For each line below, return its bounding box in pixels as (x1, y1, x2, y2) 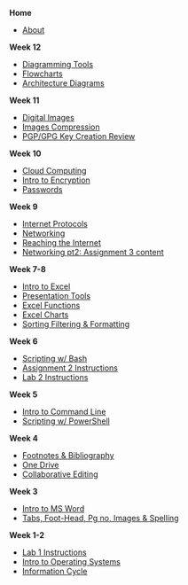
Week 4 (9, 433, 38, 443)
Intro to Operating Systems (21, 557, 121, 566)
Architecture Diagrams (21, 78, 105, 88)
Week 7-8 (9, 264, 46, 274)
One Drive (21, 460, 59, 470)
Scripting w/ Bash (21, 354, 88, 363)
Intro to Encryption (21, 175, 90, 185)
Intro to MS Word (21, 503, 85, 513)
